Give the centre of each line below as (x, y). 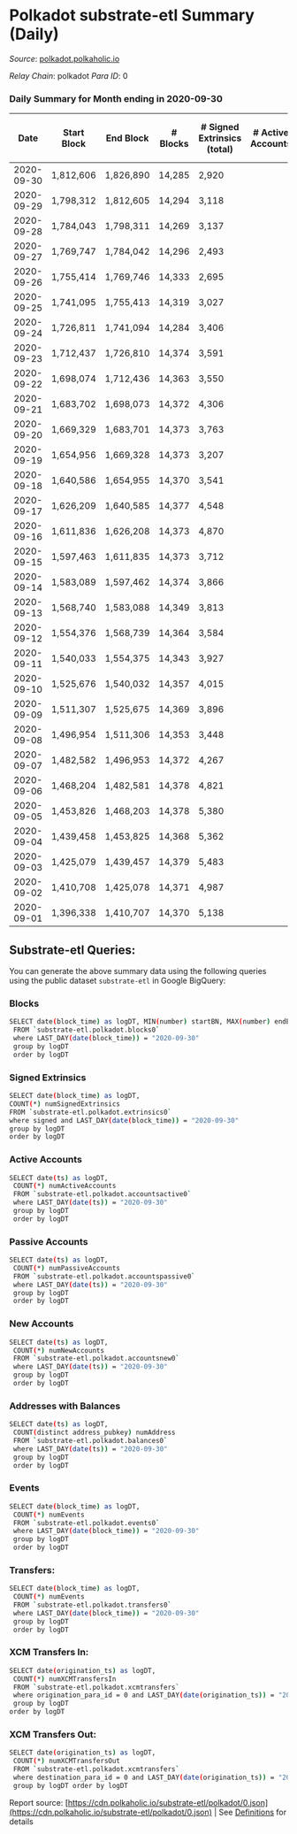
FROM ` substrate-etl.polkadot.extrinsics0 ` (91, 1112)
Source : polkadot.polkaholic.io (65, 58)
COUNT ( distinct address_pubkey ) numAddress (94, 1433)
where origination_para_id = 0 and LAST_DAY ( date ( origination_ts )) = (144, 1695)
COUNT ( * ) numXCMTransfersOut (67, 1761)
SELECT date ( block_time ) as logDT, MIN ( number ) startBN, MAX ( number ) (140, 1022)
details (21, 1821)
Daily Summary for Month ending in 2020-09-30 (116, 98)
